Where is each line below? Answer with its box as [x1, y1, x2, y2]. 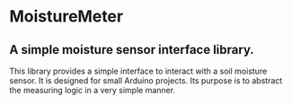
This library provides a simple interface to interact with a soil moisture [9, 65, 268, 76]
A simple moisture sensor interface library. [9, 42, 254, 57]
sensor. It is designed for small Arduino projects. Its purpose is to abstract [9, 75, 283, 86]
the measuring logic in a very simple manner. [9, 85, 176, 95]
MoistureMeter [9, 6, 124, 27]
